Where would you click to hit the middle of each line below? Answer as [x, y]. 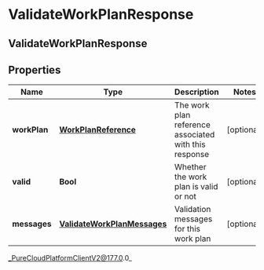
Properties [35, 69]
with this [190, 144]
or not [185, 196]
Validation [192, 210]
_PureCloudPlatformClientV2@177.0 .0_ [70, 258]
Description [197, 92]
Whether [190, 167]
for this [187, 229]
